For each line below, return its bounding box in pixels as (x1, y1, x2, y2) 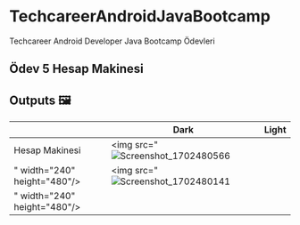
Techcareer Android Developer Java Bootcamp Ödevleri (9, 36, 216, 46)
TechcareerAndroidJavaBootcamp (9, 6, 271, 27)
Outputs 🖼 (9, 92, 71, 108)
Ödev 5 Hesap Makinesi (9, 61, 145, 76)
